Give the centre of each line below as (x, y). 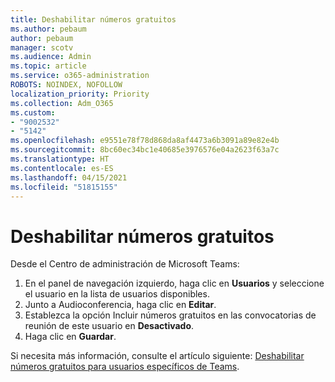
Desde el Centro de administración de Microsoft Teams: (125, 264)
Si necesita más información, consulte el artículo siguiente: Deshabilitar (157, 356)
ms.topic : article (48, 66)
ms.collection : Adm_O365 (62, 103)
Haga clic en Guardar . (70, 337)
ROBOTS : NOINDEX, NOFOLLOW (66, 85)
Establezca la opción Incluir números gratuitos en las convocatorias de (170, 315)
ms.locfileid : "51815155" (64, 187)
